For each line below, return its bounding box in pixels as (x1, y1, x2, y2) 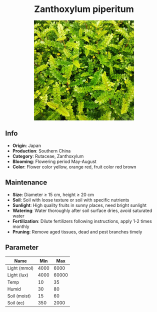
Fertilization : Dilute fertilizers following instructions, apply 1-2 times (12, 218, 152, 224)
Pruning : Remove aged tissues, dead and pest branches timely (12, 228, 142, 234)
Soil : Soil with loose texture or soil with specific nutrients (12, 196, 129, 203)
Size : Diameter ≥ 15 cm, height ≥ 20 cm (12, 191, 94, 197)
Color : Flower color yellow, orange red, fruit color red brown (12, 163, 136, 169)
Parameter (5, 243, 39, 251)
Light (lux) (7, 272, 28, 278)
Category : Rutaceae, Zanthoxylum (12, 153, 84, 159)
